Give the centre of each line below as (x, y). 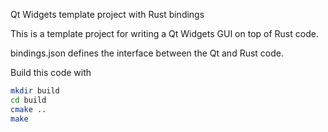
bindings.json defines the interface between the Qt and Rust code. (147, 53)
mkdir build (35, 91)
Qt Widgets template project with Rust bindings (107, 14)
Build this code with (51, 72)
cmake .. (28, 109)
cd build (28, 100)
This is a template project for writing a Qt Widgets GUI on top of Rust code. (164, 33)
